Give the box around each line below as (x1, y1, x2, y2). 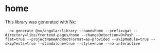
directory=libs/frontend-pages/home (5, 33, 79, 37)
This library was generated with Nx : (5, 19, 76, 25)
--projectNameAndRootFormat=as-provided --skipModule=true (26, 37, 149, 42)
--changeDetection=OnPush (81, 33, 134, 37)
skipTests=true (5, 41, 36, 46)
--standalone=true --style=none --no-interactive (37, 41, 140, 46)
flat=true (5, 37, 25, 42)
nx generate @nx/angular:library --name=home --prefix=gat (9, 28, 132, 33)
